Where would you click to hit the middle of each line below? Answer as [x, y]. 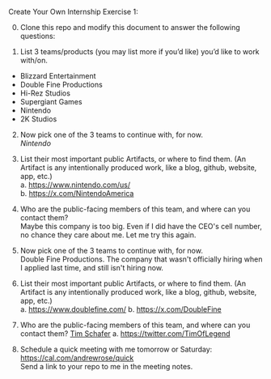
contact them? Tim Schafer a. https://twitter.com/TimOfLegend [125, 334]
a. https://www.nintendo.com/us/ [75, 185]
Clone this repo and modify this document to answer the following [130, 27]
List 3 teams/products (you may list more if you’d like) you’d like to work [140, 51]
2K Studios [38, 119]
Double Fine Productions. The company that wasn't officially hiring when [141, 259]
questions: [38, 36]
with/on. [34, 60]
